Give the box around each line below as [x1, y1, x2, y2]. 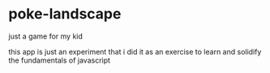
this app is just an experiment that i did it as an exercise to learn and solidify [8, 47, 262, 56]
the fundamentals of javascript [8, 55, 111, 65]
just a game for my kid [8, 31, 84, 41]
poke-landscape [8, 5, 122, 23]
